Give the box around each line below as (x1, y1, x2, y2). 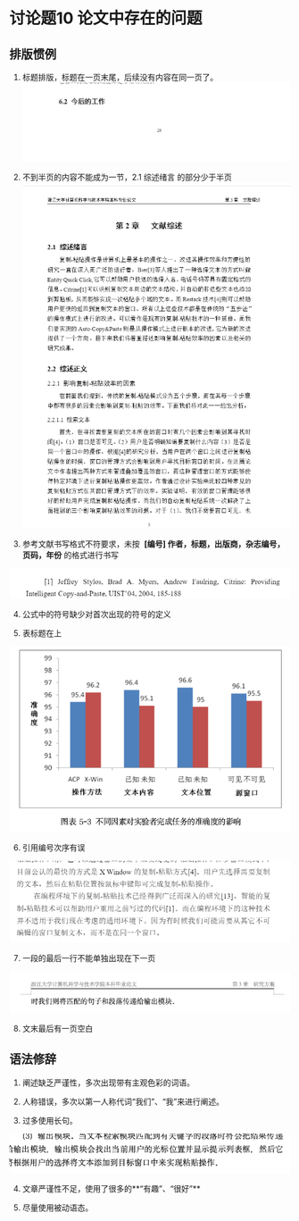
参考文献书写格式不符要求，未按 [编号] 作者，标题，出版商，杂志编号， (21, 539, 286, 549)
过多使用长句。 (21, 1115, 78, 1125)
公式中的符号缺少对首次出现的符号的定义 (21, 609, 171, 620)
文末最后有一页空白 (21, 1024, 94, 1033)
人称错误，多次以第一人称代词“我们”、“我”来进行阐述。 (21, 1096, 225, 1107)
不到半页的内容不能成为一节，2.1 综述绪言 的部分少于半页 (21, 171, 232, 182)
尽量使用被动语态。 (21, 1202, 94, 1213)
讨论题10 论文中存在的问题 (9, 8, 203, 29)
